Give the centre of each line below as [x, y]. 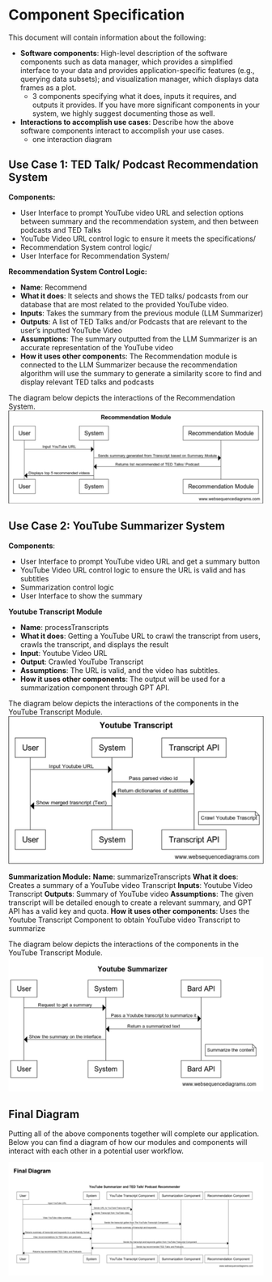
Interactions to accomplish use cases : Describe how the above [127, 122]
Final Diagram [44, 1114]
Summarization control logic [67, 587]
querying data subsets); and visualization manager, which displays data [139, 79]
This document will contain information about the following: [107, 37]
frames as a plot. [48, 88]
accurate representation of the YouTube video [97, 347]
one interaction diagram [72, 139]
